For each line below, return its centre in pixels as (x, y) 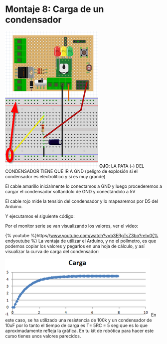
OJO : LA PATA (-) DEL (122, 166)
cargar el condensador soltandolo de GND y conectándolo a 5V (70, 191)
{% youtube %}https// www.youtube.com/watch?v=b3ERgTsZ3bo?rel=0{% (82, 235)
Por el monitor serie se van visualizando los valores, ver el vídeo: (72, 226)
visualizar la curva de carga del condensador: (52, 251)
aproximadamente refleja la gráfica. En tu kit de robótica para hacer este (80, 331)
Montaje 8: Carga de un (55, 9)
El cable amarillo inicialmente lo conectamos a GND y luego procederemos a (84, 186)
